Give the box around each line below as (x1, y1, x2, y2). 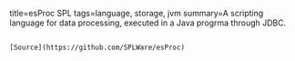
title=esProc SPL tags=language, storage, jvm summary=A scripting (9, 8, 264, 18)
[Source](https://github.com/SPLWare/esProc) (9, 43, 185, 52)
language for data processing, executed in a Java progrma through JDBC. (9, 17, 287, 28)
